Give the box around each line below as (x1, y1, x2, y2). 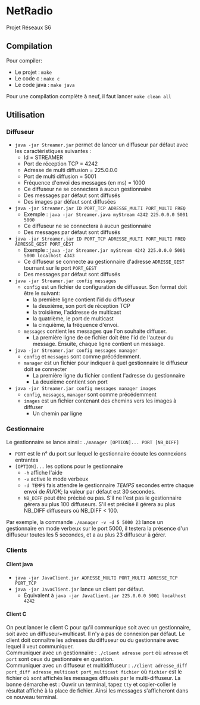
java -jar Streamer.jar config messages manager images (14, 386, 157, 392)
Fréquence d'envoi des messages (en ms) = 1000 (23, 179, 145, 186)
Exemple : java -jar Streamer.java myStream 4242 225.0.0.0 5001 (23, 211, 189, 218)
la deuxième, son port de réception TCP (32, 302, 131, 310)
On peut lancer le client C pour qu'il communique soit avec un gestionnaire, (6, 624, 191, 631)
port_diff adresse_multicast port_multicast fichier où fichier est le (6, 668, 183, 675)
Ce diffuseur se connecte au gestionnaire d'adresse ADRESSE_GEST (23, 258, 185, 266)
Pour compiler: (6, 57, 43, 64)
